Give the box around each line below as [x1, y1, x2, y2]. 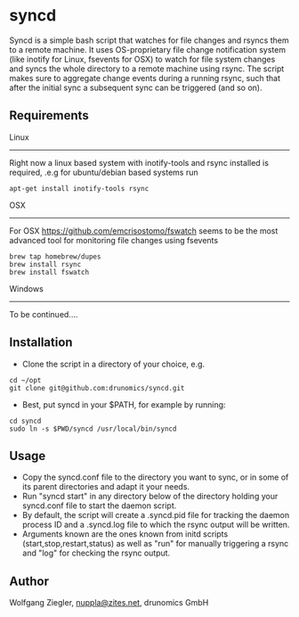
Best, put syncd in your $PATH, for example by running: [21, 399, 226, 410]
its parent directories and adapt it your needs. [21, 481, 190, 492]
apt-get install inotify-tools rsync [9, 184, 149, 193]
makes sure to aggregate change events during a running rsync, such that [9, 72, 281, 83]
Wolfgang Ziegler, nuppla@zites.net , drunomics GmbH [9, 597, 209, 608]
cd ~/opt [9, 375, 42, 384]
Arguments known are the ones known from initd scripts [21, 529, 229, 539]
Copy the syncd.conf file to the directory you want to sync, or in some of [21, 472, 289, 482]
